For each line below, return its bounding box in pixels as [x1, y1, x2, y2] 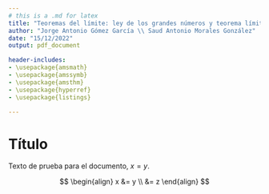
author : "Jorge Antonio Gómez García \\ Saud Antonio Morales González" [8, 26, 256, 34]
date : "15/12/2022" [8, 34, 74, 42]
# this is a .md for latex [8, 11, 98, 20]
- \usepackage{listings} [8, 93, 91, 101]
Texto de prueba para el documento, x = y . [8, 161, 151, 171]
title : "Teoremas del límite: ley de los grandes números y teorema [8, 19, 242, 27]
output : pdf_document [8, 42, 81, 50]
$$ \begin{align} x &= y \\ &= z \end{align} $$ [59, 177, 210, 187]
